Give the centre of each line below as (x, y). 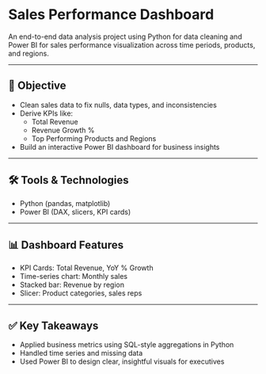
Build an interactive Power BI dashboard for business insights (120, 147)
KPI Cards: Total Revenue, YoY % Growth (86, 268)
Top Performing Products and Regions (94, 138)
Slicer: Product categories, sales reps (81, 293)
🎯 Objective (37, 86)
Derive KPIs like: (46, 113)
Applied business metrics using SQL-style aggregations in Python (127, 345)
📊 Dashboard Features (66, 244)
